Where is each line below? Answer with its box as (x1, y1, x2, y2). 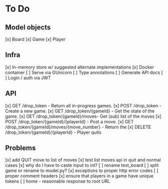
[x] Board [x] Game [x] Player (5, 36, 66, 42)
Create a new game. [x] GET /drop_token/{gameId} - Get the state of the (5, 108, 154, 114)
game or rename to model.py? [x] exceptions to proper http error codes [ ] (5, 167, 159, 173)
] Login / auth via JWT (5, 75, 51, 81)
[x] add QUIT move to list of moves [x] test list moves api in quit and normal (5, 157, 161, 163)
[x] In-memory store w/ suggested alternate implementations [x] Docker (5, 64, 154, 70)
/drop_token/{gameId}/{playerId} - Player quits (5, 129, 102, 135)
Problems (5, 144, 36, 152)
